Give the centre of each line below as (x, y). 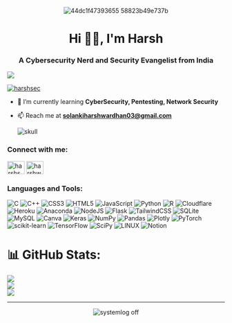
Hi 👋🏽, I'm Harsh (116, 39)
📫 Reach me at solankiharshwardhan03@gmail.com (94, 116)
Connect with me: (38, 150)
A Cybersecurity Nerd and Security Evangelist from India (116, 60)
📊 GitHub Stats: (54, 255)
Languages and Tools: (45, 189)
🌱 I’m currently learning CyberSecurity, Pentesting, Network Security (118, 102)
